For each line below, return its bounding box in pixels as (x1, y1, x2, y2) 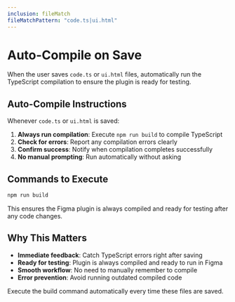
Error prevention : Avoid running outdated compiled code (17, 273, 182, 282)
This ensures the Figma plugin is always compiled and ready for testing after (7, 204, 229, 213)
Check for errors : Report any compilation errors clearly (17, 138, 177, 146)
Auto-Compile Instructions (7, 98, 128, 110)
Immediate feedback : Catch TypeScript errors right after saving (17, 251, 203, 259)
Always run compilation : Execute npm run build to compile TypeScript (17, 131, 223, 139)
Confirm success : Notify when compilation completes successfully (17, 145, 213, 154)
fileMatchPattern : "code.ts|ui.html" (7, 17, 118, 24)
